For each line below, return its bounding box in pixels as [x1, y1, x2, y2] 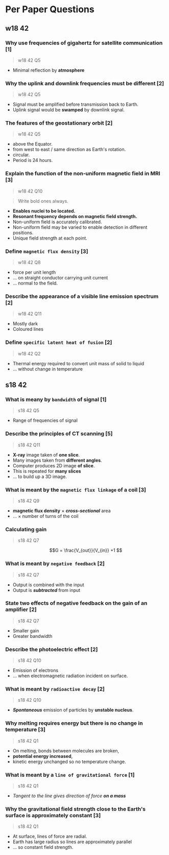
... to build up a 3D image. [12, 473, 67, 480]
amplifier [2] [5, 606, 37, 613]
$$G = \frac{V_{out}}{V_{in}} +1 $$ [49, 548, 123, 554]
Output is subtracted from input [12, 587, 81, 593]
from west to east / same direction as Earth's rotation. [12, 147, 126, 153]
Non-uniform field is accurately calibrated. [12, 219, 102, 225]
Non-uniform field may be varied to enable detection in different [12, 224, 148, 230]
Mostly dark [12, 321, 38, 327]
